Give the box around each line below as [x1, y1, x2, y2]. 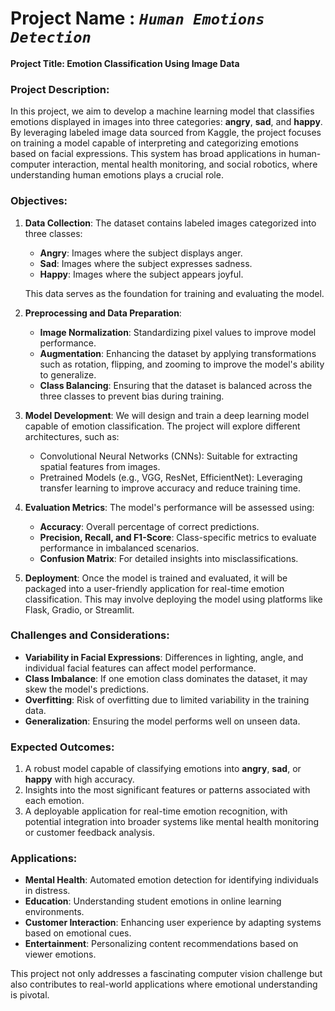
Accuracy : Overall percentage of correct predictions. [39, 520, 260, 532]
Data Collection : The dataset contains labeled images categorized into [24, 217, 317, 229]
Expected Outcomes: [10, 740, 115, 754]
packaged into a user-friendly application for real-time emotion [24, 582, 285, 594]
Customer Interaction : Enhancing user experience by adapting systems [24, 917, 322, 929]
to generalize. [39, 368, 97, 381]
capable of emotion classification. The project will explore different [24, 420, 301, 432]
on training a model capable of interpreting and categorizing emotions [10, 137, 299, 149]
